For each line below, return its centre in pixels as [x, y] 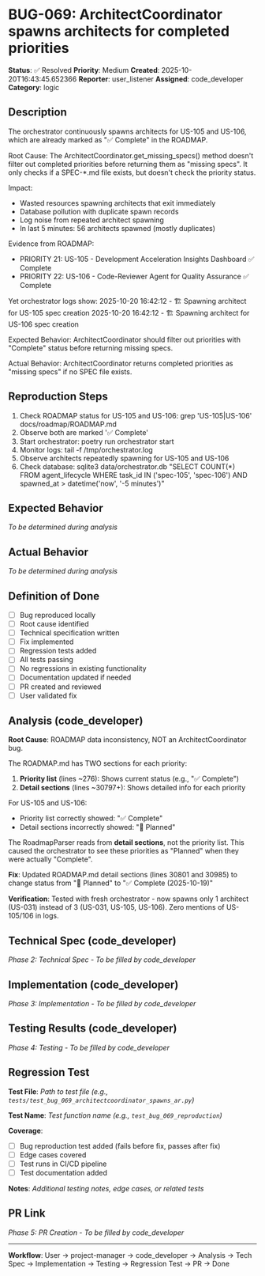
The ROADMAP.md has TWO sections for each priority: [98, 763]
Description [37, 112]
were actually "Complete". [50, 859]
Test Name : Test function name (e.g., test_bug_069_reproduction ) [115, 1115]
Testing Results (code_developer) [93, 1029]
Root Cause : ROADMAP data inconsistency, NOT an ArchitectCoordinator [127, 740]
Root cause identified [54, 624]
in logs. [47, 916]
